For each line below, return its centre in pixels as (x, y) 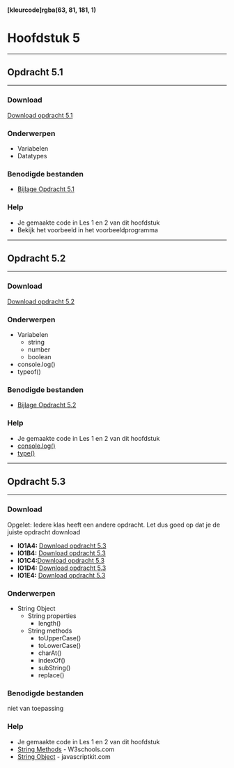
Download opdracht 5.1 (40, 115)
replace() (51, 675)
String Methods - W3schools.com (66, 749)
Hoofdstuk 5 (44, 38)
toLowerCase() (60, 645)
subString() (54, 668)
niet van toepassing (36, 709)
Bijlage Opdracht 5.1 (46, 189)
